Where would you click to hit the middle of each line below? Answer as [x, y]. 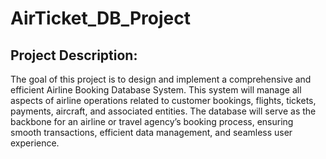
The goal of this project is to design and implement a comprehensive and [161, 79]
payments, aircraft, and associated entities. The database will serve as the [163, 111]
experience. [35, 143]
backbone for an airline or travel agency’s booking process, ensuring [152, 121]
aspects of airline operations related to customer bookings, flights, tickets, [163, 100]
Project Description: [74, 55]
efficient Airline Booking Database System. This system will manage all [156, 90]
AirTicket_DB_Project [100, 18]
